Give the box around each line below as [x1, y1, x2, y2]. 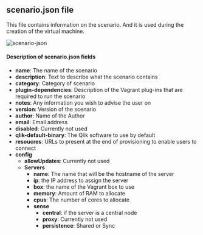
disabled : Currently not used [15, 125, 88, 133]
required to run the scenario [15, 93, 86, 100]
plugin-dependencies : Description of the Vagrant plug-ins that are [15, 86, 184, 94]
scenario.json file [6, 5, 74, 15]
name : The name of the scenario [15, 67, 97, 74]
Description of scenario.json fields [6, 53, 96, 60]
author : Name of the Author [15, 112, 85, 119]
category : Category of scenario [15, 80, 95, 87]
